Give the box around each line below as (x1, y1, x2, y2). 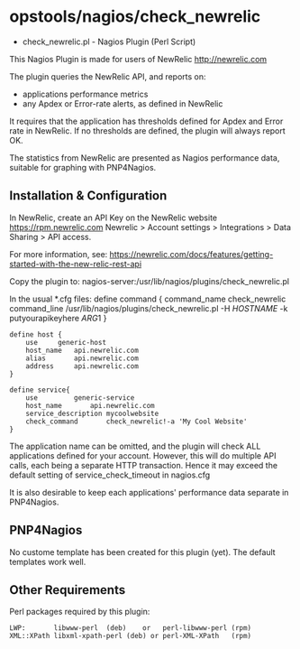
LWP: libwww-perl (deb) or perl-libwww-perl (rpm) (9, 624, 252, 633)
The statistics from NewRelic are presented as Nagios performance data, (9, 152, 280, 163)
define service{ (9, 385, 70, 394)
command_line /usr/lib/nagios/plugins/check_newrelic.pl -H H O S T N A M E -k (9, 302, 288, 313)
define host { (9, 329, 63, 339)
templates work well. (9, 556, 86, 567)
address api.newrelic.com (25, 361, 140, 371)
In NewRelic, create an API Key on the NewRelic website (9, 212, 218, 223)
